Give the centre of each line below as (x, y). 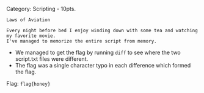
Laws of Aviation (28, 20)
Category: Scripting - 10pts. (41, 9)
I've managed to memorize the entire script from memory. (82, 41)
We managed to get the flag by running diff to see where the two (98, 52)
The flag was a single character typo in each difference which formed (103, 65)
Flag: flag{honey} (28, 84)
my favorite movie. (31, 36)
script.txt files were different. (52, 59)
